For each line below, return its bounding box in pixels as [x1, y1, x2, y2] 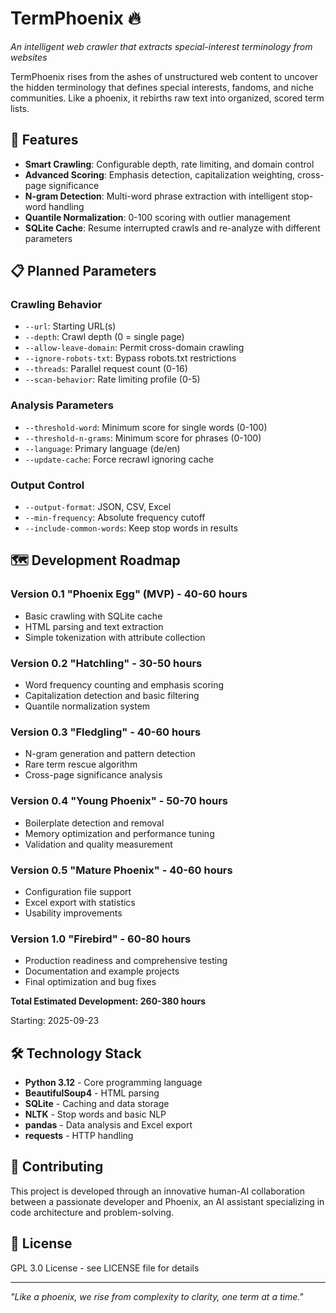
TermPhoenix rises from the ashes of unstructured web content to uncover [10, 70, 318, 82]
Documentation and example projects [24, 965, 180, 977]
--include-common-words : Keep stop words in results [24, 522, 239, 534]
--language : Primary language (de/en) [24, 442, 181, 454]
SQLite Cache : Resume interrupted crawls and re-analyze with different [24, 222, 321, 234]
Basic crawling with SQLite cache [24, 610, 163, 622]
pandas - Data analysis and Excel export [24, 1119, 193, 1131]
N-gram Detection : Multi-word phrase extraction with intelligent [24, 190, 290, 202]
